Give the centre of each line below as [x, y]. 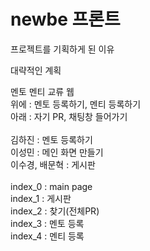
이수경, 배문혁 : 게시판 [53, 164]
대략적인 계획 [36, 70]
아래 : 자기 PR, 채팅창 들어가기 [69, 116]
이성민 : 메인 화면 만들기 [57, 152]
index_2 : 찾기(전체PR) [55, 211]
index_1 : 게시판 [41, 198]
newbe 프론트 [65, 19]
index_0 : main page [51, 186]
